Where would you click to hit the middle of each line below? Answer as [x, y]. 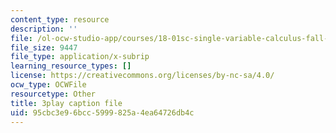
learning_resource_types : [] [71, 66]
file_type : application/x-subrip [80, 57]
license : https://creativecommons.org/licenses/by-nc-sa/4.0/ [142, 76]
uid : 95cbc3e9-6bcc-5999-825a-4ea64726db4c [102, 112]
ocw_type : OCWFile [48, 85]
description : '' [44, 29]
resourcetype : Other [53, 94]
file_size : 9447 [44, 47]
